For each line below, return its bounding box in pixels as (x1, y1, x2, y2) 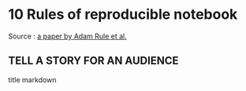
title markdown (8, 75, 57, 84)
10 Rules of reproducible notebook (8, 5, 238, 24)
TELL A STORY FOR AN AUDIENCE (8, 54, 179, 67)
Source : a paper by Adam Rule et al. (8, 31, 128, 41)
